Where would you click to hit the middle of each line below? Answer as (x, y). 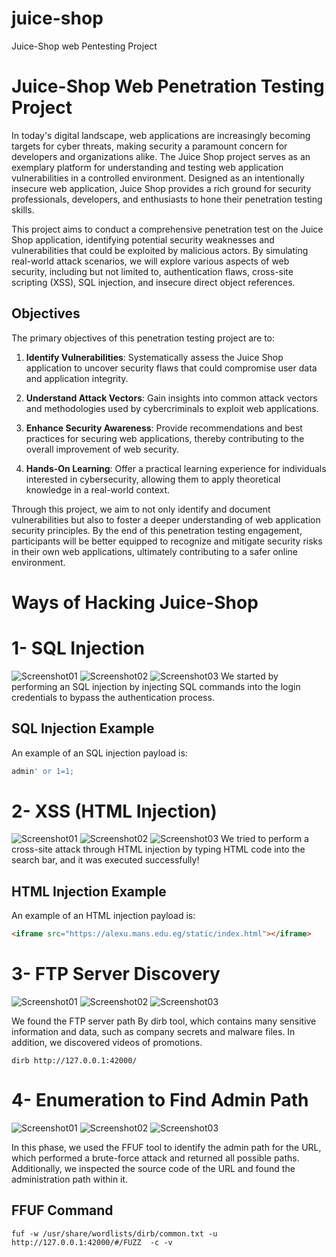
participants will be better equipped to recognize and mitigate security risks (167, 541)
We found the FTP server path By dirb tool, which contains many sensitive (164, 1021)
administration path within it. (70, 1179)
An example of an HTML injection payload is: (103, 916)
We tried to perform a (264, 839)
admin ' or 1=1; (43, 771)
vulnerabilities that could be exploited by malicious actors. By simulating (160, 250)
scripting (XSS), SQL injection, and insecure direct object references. (153, 282)
